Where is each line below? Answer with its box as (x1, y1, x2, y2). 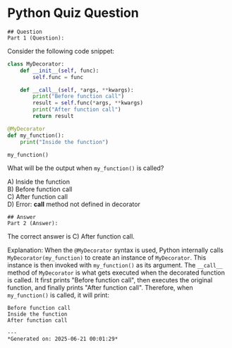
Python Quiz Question (7, 5, 139, 21)
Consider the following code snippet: (7, 47, 115, 55)
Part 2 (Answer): (7, 220, 59, 227)
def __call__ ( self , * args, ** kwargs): (20, 86, 134, 93)
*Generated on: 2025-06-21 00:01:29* (7, 335, 118, 343)
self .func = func (32, 73, 83, 80)
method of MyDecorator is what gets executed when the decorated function (7, 268, 226, 277)
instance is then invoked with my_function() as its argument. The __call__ (7, 261, 224, 270)
